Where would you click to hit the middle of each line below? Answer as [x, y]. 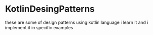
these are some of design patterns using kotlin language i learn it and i [76, 22]
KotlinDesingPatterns [50, 9]
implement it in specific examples [39, 27]
